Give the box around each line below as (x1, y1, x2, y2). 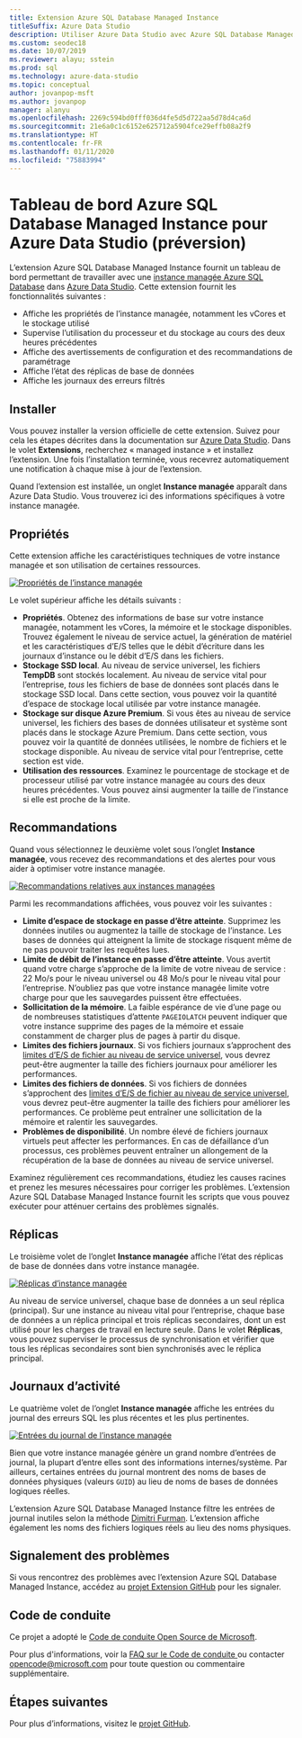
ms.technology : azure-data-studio (9, 72, 139, 81)
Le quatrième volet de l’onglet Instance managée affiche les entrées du (9, 1402, 275, 1414)
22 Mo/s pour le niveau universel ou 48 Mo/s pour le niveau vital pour (22, 973, 281, 983)
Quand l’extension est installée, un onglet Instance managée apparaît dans (9, 481, 288, 492)
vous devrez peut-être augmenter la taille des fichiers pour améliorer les (22, 1097, 290, 1108)
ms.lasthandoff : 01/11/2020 (9, 147, 115, 156)
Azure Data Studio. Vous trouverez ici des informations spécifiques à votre (9, 491, 286, 502)
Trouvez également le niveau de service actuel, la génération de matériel (22, 631, 292, 642)
